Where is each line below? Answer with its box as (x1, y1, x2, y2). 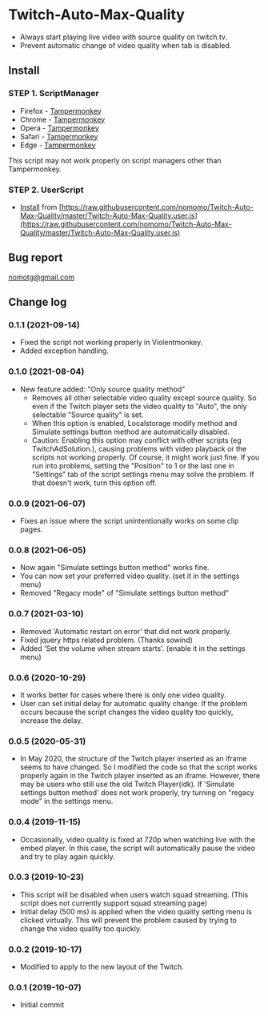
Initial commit (19, 1000, 65, 1010)
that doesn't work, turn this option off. (31, 478, 158, 488)
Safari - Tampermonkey (19, 131, 98, 141)
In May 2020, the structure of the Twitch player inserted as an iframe (19, 754, 247, 764)
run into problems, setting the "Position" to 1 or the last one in (31, 460, 234, 470)
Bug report (8, 251, 63, 265)
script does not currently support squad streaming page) (19, 898, 208, 908)
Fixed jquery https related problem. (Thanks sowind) (19, 635, 194, 645)
